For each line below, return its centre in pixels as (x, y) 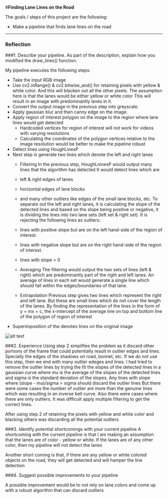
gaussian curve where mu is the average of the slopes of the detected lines (83, 373)
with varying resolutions (45, 133)
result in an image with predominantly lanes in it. (62, 101)
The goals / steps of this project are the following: (56, 17)
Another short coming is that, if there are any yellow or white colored (76, 455)
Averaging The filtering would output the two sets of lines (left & (85, 270)
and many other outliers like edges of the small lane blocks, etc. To (89, 199)
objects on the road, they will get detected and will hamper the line (74, 460)
